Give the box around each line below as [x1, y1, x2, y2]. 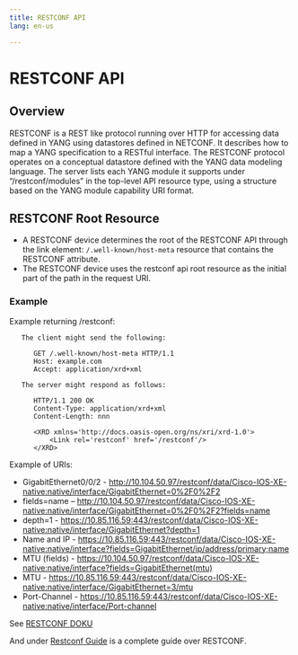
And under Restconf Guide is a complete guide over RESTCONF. [9, 635, 247, 646]
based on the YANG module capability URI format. [9, 185, 195, 196]
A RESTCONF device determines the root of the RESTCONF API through [22, 235, 289, 245]
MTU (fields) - [22, 553, 75, 563]
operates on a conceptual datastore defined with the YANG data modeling [9, 156, 283, 167]
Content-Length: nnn [32, 412, 110, 420]
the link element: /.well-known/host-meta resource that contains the [22, 244, 274, 255]
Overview [9, 104, 66, 119]
